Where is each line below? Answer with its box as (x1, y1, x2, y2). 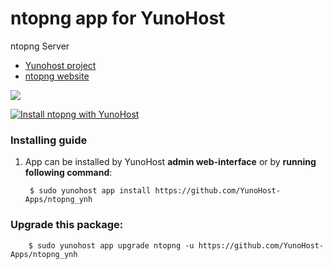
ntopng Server (10, 40, 70, 52)
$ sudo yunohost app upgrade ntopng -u (28, 240, 195, 251)
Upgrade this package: (10, 218, 124, 232)
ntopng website (24, 70, 90, 82)
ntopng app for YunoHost (10, 7, 226, 30)
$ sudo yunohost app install (29, 186, 152, 196)
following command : (24, 167, 113, 179)
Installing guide (10, 133, 88, 147)
